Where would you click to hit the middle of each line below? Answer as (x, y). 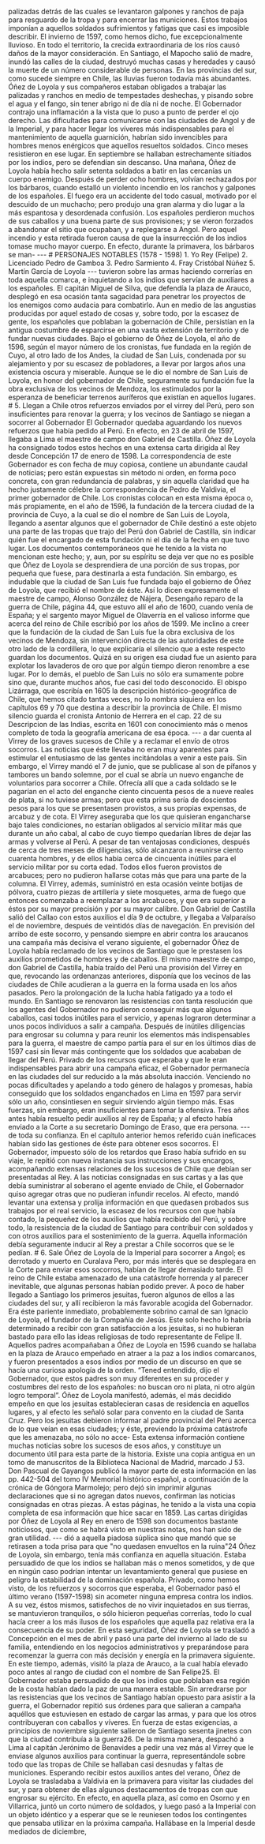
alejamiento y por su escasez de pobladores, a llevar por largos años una (127, 364)
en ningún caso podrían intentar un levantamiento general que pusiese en (128, 1571)
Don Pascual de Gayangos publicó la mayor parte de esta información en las (132, 1471)
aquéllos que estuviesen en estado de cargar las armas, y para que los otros (132, 1714)
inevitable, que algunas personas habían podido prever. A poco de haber (126, 1286)
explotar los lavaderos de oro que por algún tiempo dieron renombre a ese (129, 665)
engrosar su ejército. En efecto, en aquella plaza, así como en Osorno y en (129, 1798)
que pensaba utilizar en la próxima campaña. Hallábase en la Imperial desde (132, 1823)
